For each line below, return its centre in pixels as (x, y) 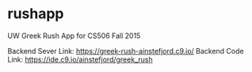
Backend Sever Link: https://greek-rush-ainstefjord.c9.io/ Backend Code (126, 51)
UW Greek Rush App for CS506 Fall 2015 (74, 36)
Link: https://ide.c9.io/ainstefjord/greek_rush (80, 59)
